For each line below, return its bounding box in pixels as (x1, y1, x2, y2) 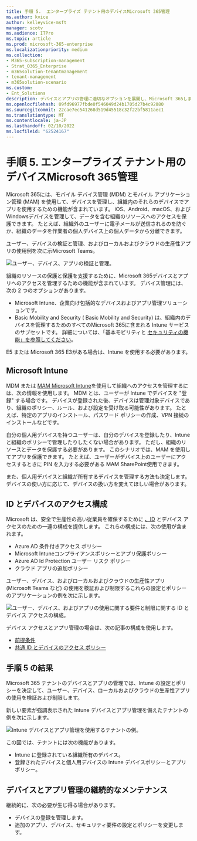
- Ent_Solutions (6, 90, 46, 96)
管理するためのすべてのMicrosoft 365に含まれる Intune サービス (35, 321, 189, 328)
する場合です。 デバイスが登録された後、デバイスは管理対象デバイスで (15, 396, 185, 403)
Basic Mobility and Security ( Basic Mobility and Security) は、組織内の (14, 314, 186, 321)
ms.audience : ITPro (6, 30, 54, 36)
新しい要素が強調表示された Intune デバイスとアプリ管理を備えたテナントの (6, 707, 189, 714)
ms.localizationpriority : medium (6, 47, 88, 53)
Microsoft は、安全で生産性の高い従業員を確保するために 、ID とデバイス (6, 516, 182, 523)
